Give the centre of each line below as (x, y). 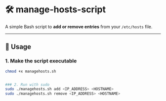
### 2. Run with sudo (27, 85)
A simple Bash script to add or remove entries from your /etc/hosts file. (79, 26)
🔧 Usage (18, 47)
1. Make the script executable (41, 61)
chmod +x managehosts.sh (31, 71)
